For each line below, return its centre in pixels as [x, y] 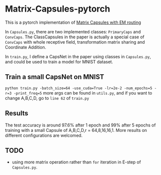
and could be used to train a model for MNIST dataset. [59, 62]
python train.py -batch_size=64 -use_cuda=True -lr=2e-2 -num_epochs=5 [79, 88]
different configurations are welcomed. [44, 135]
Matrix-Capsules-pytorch [58, 9]
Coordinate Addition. [26, 47]
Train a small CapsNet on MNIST [55, 77]
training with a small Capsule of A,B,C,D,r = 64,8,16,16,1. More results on [76, 130]
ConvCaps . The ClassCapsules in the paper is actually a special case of [75, 37]
